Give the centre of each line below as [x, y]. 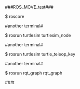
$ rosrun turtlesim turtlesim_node [38, 35]
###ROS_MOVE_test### [29, 7]
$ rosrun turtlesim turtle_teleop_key [40, 54]
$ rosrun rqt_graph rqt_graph [34, 73]
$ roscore [15, 16]
